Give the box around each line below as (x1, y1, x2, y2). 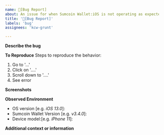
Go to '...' (12, 62, 30, 68)
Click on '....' (12, 67, 37, 73)
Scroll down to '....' (12, 72, 50, 78)
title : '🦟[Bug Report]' (5, 16, 54, 21)
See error (12, 77, 32, 83)
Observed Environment (5, 96, 54, 102)
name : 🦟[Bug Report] (5, 7, 47, 12)
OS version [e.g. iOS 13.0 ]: (12, 106, 65, 112)
